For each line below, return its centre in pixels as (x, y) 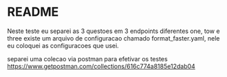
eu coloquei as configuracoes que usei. (63, 45)
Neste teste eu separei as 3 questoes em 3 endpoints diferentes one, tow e (113, 31)
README (33, 12)
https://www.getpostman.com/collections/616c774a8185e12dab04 (101, 66)
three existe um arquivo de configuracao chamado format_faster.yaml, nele (113, 38)
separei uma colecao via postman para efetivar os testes (87, 58)
